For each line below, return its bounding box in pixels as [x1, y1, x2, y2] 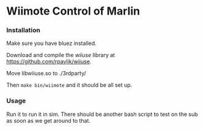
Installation [6, 26, 41, 35]
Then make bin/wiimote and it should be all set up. [6, 81, 133, 89]
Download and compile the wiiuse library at [6, 52, 115, 59]
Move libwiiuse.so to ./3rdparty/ [6, 70, 87, 77]
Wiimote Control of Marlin [6, 4, 140, 18]
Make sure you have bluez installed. [6, 39, 97, 47]
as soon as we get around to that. [6, 117, 90, 124]
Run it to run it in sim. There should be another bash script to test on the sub [6, 111, 199, 118]
